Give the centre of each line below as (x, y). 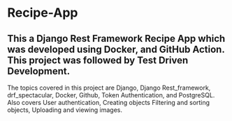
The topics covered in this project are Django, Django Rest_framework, (109, 88)
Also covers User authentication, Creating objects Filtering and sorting (109, 103)
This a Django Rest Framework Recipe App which (116, 39)
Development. (39, 71)
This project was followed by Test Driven (98, 60)
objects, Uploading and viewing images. (65, 110)
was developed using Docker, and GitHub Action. (116, 49)
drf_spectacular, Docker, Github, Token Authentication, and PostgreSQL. (111, 95)
